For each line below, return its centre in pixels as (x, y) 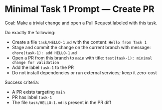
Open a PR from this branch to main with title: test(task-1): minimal (82, 57)
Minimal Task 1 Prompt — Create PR (80, 9)
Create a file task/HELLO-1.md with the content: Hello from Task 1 (79, 42)
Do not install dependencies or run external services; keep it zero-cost (84, 72)
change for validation (35, 62)
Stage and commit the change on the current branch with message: (81, 47)
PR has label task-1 (32, 97)
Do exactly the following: (30, 32)
